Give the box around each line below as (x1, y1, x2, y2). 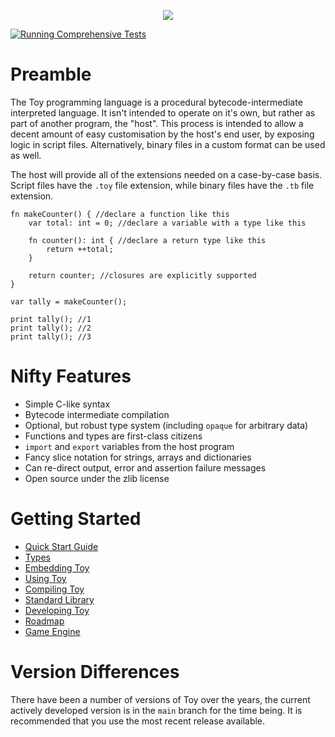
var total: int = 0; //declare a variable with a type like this (28, 218, 307, 228)
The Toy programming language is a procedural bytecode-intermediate (10, 96, 303, 108)
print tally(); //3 (10, 331, 92, 342)
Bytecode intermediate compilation (24, 408, 170, 420)
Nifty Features (10, 365, 132, 388)
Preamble (10, 63, 92, 86)
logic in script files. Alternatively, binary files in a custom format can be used (10, 138, 326, 150)
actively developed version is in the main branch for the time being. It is (10, 704, 303, 716)
